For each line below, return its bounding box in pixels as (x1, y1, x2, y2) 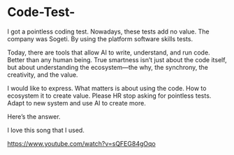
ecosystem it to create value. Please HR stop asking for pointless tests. (7, 91, 212, 100)
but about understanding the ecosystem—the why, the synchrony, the (7, 63, 208, 71)
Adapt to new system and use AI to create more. (7, 98, 147, 107)
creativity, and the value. (7, 71, 78, 79)
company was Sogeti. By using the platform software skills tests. (7, 34, 193, 43)
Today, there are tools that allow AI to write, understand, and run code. (7, 48, 211, 57)
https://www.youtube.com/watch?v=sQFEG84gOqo (7, 139, 156, 147)
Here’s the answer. (7, 112, 61, 121)
